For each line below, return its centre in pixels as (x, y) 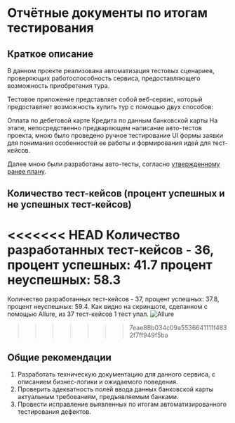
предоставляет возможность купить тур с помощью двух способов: (110, 107)
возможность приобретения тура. (59, 86)
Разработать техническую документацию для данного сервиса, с (116, 374)
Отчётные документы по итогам (108, 13)
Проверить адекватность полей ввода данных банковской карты (115, 389)
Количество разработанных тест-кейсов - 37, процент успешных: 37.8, (113, 299)
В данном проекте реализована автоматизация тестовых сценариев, (111, 71)
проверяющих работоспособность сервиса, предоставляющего (104, 78)
